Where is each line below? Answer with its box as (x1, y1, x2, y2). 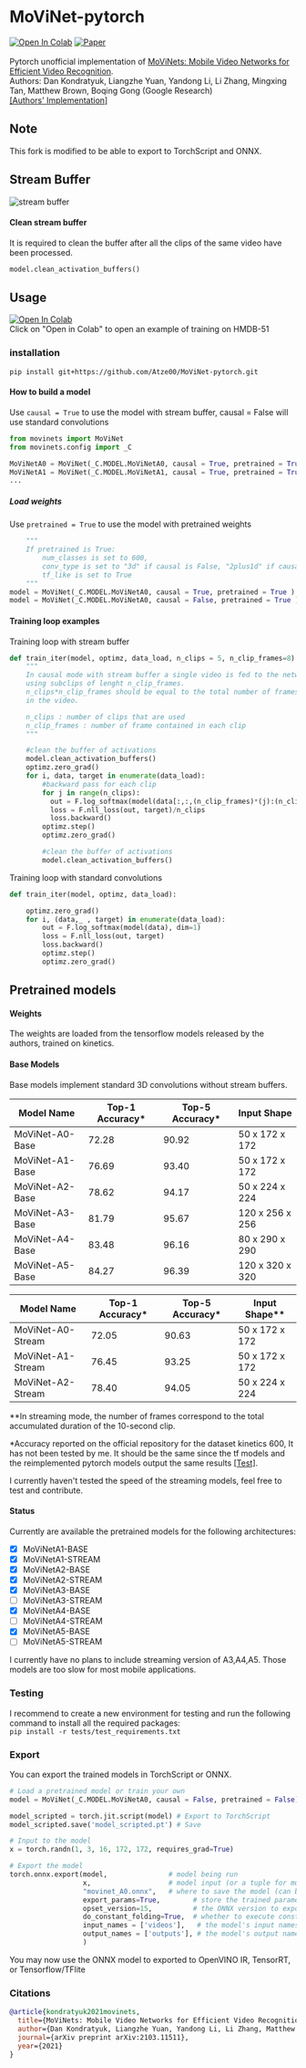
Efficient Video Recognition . (9, 66, 114, 77)
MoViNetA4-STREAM (22, 1615, 103, 1626)
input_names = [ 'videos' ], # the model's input (82, 1921, 275, 1930)
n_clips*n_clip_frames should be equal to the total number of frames (25, 687, 300, 696)
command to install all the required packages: (9, 1718, 180, 1729)
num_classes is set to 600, (42, 554, 148, 563)
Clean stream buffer (9, 217, 87, 228)
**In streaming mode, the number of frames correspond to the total (9, 1410, 264, 1421)
